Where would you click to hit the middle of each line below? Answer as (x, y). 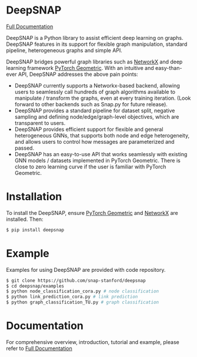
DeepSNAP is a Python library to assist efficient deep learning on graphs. (95, 38)
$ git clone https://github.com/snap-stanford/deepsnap (76, 280)
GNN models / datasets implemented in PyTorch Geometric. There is (97, 160)
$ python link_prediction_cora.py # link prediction (72, 297)
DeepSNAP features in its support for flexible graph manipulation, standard (97, 44)
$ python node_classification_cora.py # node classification (83, 291)
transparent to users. (40, 123)
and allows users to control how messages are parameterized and (94, 142)
